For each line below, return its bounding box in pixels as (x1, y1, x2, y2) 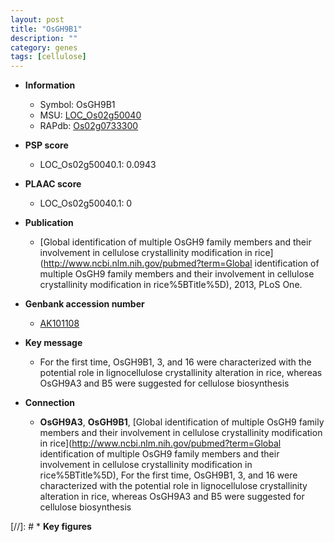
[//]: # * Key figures (10, 521, 92, 533)
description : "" (10, 33, 78, 43)
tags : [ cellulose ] (10, 52, 87, 62)
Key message (24, 337, 83, 349)
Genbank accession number (24, 298, 145, 310)
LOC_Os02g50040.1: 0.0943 (39, 159, 157, 171)
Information (24, 79, 76, 91)
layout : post (10, 14, 65, 25)
